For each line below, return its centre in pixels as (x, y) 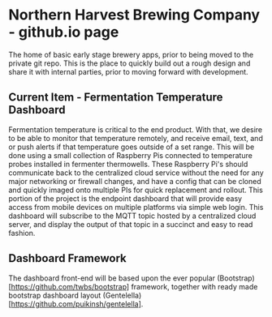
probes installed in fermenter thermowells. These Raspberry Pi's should (128, 164)
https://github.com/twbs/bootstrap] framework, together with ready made (134, 286)
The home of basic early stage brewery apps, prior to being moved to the (131, 54)
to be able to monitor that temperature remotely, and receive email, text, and (136, 138)
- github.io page (64, 32)
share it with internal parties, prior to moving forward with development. (129, 71)
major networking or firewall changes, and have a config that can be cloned (135, 181)
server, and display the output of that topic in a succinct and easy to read (131, 224)
